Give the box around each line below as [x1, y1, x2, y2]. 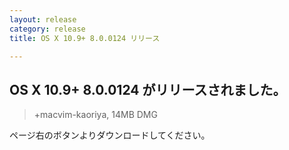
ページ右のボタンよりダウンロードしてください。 [9, 129, 211, 141]
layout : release [9, 14, 77, 25]
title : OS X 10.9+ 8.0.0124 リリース [9, 33, 161, 43]
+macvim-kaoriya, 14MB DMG [33, 109, 158, 121]
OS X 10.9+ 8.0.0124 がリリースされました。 [9, 81, 287, 98]
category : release [9, 24, 86, 34]
